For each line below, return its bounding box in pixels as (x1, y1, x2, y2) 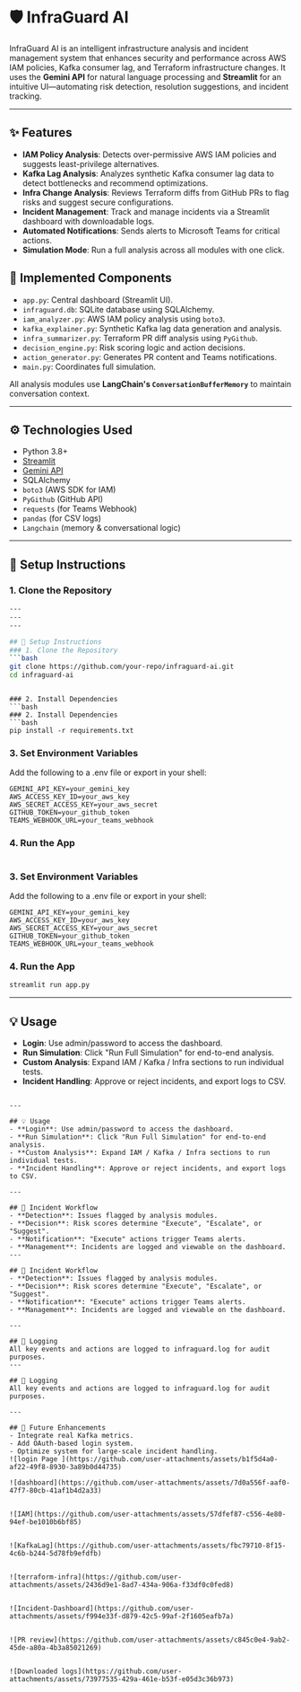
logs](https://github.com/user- (61, 1667, 182, 1676)
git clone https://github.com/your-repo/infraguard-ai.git (9, 662, 235, 672)
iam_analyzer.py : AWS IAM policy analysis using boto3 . (21, 313, 226, 324)
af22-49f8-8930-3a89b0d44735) (9, 1462, 123, 1471)
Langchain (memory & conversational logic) (21, 523, 181, 533)
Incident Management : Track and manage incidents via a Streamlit (21, 206, 271, 216)
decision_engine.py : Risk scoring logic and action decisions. (21, 342, 246, 353)
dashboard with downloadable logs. (21, 216, 155, 226)
